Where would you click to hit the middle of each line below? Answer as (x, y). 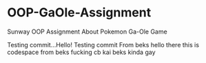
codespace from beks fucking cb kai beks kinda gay (82, 52)
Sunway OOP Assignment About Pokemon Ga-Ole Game (87, 32)
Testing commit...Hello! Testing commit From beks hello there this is (103, 45)
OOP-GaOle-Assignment (79, 13)
